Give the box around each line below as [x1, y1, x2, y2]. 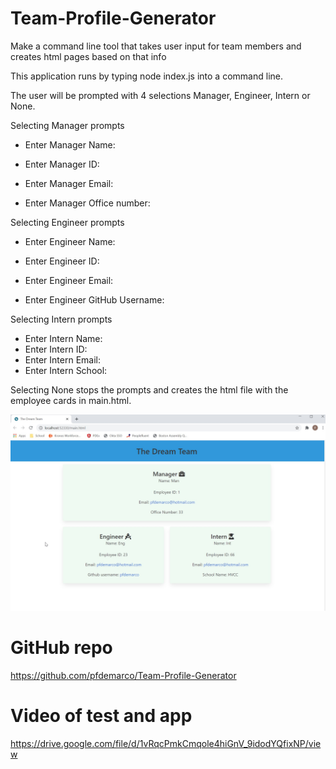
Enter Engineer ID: [24, 255, 100, 267]
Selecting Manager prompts [10, 119, 125, 131]
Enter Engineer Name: [24, 235, 116, 247]
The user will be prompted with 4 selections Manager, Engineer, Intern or [10, 89, 311, 101]
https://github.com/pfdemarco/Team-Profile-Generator [10, 669, 237, 681]
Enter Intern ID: [24, 343, 88, 355]
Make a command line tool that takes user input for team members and [10, 40, 302, 52]
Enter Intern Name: [24, 332, 103, 344]
